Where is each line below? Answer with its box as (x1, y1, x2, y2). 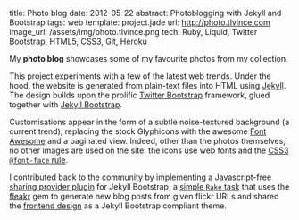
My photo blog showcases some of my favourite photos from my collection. (9, 54, 288, 63)
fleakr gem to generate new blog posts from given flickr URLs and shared (9, 191, 279, 201)
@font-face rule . (9, 155, 69, 165)
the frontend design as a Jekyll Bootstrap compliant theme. (9, 200, 228, 211)
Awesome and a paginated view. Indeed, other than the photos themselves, (9, 136, 286, 146)
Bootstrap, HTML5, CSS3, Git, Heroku (9, 36, 147, 47)
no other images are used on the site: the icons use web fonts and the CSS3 (9, 145, 289, 156)
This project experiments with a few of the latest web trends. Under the (9, 71, 271, 81)
